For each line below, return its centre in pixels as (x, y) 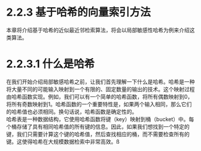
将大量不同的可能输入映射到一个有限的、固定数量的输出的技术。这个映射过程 (100, 89)
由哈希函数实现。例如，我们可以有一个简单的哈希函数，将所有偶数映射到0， (100, 96)
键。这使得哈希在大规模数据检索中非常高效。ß (63, 141)
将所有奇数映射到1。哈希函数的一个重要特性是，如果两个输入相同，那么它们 (99, 104)
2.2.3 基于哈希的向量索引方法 (79, 12)
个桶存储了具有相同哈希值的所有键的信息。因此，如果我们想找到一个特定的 (98, 126)
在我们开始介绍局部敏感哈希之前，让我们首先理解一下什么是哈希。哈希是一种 (100, 81)
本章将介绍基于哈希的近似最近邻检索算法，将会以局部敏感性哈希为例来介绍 (98, 30)
